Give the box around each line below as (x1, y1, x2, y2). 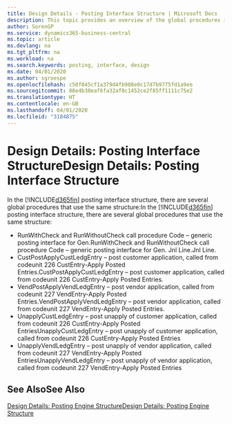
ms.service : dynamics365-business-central (7, 29, 131, 37)
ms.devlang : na (7, 42, 51, 49)
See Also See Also (7, 383, 85, 395)
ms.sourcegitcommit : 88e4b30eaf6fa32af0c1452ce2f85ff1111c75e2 (7, 87, 193, 94)
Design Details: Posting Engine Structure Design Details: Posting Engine (7, 402, 209, 410)
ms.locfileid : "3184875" (7, 113, 79, 120)
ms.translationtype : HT (7, 94, 76, 101)
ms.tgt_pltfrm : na (7, 49, 60, 56)
